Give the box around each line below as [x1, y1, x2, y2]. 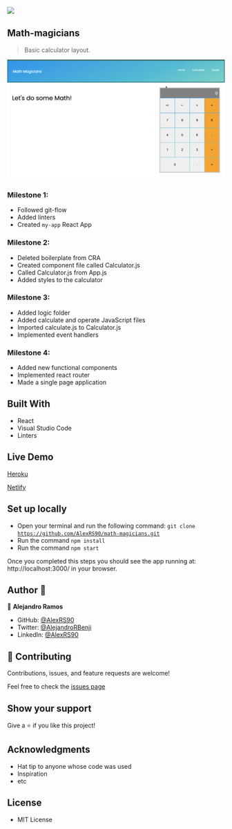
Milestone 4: [7, 348, 50, 357]
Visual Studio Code [17, 424, 72, 432]
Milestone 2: [7, 238, 50, 248]
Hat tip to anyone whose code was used [17, 762, 132, 770]
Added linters [17, 213, 56, 221]
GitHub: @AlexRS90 [17, 616, 75, 624]
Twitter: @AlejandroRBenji [17, 623, 92, 632]
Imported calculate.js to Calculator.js [17, 323, 122, 331]
